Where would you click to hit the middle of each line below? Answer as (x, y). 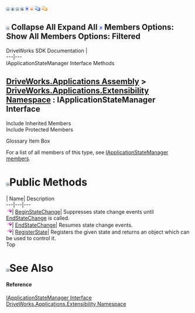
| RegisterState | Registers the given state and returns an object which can (101, 232)
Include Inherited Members (39, 123)
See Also (32, 268)
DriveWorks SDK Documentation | (47, 51)
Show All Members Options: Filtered (73, 37)
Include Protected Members (40, 129)
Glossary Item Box (28, 141)
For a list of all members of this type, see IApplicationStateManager (87, 152)
